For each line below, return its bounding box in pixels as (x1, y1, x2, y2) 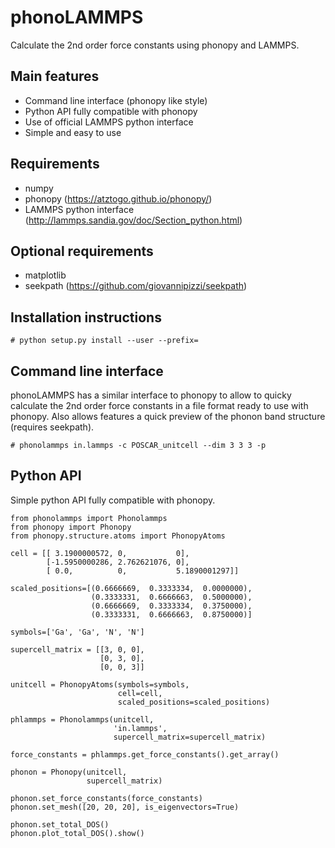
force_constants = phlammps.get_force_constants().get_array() (10, 749, 280, 760)
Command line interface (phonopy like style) (24, 94, 208, 106)
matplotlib (24, 269, 67, 281)
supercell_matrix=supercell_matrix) (113, 732, 267, 742)
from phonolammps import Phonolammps (10, 513, 168, 523)
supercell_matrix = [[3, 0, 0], (10, 644, 145, 655)
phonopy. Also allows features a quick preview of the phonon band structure (10, 411, 326, 422)
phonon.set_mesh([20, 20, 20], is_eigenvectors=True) (10, 802, 240, 812)
